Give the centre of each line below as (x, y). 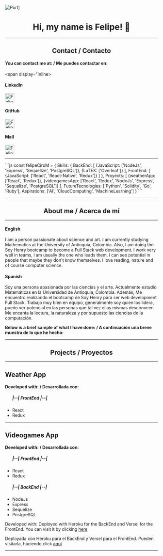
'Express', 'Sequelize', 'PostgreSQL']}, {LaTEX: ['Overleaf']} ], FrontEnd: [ (78, 171)
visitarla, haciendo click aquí (33, 544)
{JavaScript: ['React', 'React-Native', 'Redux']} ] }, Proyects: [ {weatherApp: (80, 176)
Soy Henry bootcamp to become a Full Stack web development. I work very (81, 250)
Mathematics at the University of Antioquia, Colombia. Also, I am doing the (79, 245)
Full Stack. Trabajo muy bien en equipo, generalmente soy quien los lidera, (80, 302)
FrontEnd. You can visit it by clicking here (46, 529)
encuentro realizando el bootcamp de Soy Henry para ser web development (81, 298)
